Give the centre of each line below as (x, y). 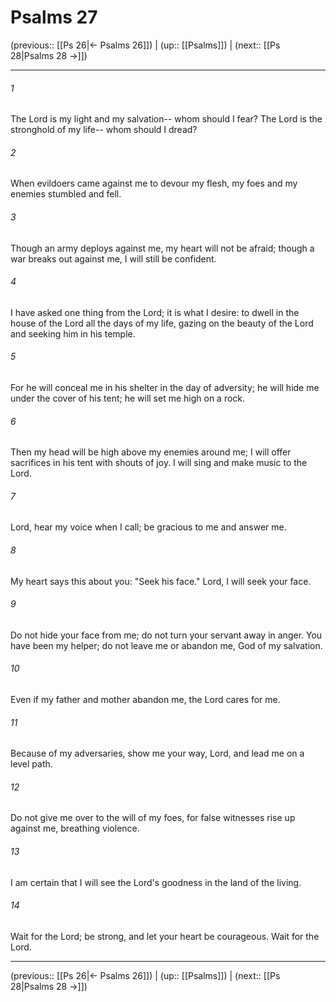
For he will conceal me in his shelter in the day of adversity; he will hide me (165, 387)
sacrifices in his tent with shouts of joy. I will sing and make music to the (159, 463)
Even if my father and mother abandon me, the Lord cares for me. (145, 699)
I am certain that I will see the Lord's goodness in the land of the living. (156, 882)
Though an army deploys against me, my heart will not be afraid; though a (162, 248)
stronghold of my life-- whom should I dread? (104, 130)
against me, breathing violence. (75, 828)
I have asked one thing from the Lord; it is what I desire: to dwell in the (155, 312)
